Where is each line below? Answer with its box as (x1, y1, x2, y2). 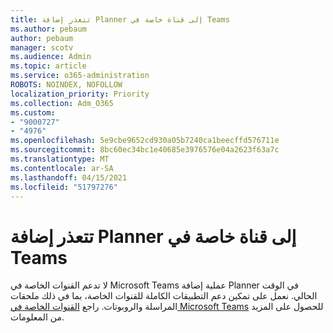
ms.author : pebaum (10, 24, 87, 34)
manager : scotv (10, 42, 74, 53)
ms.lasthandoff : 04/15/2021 (10, 172, 128, 183)
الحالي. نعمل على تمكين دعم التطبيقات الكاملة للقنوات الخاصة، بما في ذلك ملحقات (10, 290, 318, 302)
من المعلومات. (10, 311, 65, 323)
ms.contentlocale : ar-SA (10, 163, 114, 173)
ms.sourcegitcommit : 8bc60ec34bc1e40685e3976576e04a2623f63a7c (10, 145, 280, 155)
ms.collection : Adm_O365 (10, 98, 114, 108)
